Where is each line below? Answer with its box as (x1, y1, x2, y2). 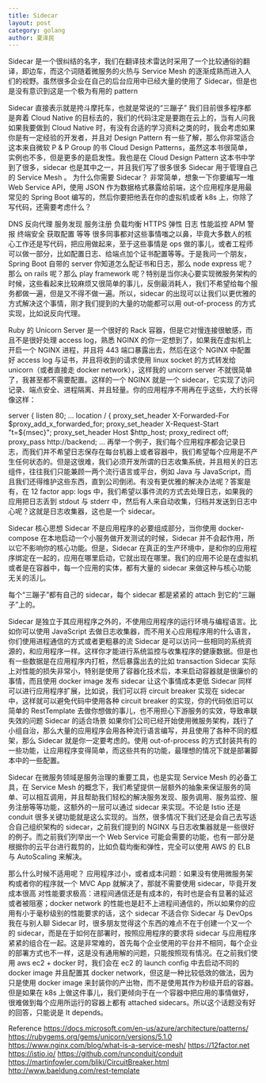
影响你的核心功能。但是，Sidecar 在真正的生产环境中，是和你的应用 (28, 543, 251, 553)
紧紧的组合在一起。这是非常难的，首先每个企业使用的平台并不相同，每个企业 (8, 938, 258, 948)
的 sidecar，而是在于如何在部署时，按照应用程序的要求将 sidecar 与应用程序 (8, 928, 257, 938)
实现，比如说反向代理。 (8, 309, 85, 318)
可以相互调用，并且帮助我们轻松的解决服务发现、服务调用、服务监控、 (21, 792, 251, 802)
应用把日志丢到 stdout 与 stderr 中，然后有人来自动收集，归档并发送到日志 (8, 497, 251, 507)
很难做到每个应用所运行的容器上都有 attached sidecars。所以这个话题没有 (8, 998, 249, 1008)
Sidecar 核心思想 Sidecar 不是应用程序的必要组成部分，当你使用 (8, 523, 217, 533)
